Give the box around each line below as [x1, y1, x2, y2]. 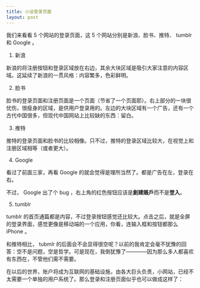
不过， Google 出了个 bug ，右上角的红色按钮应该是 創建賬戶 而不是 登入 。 [6, 189, 186, 196]
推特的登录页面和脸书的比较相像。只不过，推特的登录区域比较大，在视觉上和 [6, 137, 194, 144]
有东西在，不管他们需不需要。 [6, 255, 79, 262]
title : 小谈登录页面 [6, 8, 52, 15]
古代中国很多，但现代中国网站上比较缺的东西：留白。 [6, 111, 137, 119]
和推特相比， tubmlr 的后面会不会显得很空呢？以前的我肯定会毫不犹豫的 [6, 240, 182, 248]
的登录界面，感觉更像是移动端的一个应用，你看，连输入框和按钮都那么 [6, 220, 179, 227]
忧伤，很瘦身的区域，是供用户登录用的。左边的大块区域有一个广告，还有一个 [6, 104, 194, 111]
